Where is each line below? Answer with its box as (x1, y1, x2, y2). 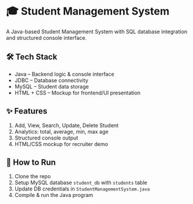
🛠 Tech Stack (6, 52, 57, 62)
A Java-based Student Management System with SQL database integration (6, 28, 188, 35)
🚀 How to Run (6, 157, 56, 167)
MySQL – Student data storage (14, 83, 89, 90)
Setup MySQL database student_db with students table (14, 179, 148, 186)
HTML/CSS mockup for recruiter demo (14, 140, 109, 147)
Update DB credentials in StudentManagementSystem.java (14, 185, 150, 192)
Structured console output (14, 134, 79, 141)
